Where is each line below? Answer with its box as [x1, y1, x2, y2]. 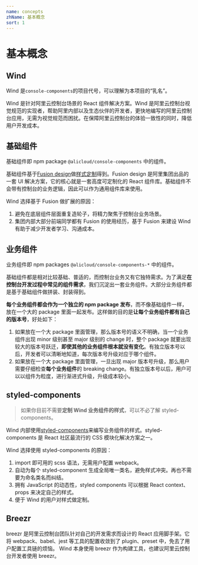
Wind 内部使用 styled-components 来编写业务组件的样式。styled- [6, 427, 163, 434]
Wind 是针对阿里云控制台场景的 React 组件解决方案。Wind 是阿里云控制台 [6, 100, 186, 107]
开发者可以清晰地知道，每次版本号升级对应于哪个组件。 [25, 350, 160, 357]
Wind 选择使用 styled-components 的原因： [6, 446, 112, 453]
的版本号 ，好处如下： [6, 316, 58, 322]
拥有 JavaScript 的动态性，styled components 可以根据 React [14, 481, 164, 488]
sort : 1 [6, 20, 25, 25]
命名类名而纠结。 [25, 474, 67, 481]
